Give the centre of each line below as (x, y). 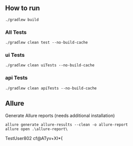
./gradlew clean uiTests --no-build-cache (50, 65)
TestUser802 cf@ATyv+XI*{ (34, 138)
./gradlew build (22, 19)
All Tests (16, 32)
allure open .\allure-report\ (37, 129)
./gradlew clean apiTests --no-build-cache (51, 88)
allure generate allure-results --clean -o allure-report (66, 125)
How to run (23, 8)
